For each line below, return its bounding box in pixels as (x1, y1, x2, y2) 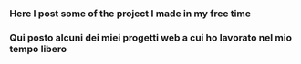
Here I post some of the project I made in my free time (9, 7, 251, 20)
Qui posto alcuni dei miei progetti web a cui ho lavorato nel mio (9, 31, 292, 43)
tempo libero (9, 42, 67, 55)
